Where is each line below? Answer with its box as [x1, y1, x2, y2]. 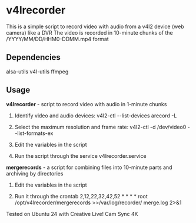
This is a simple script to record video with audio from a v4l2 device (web [6, 23, 184, 30]
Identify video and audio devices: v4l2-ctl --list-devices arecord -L [14, 112, 177, 119]
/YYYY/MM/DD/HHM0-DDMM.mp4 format [6, 35, 109, 42]
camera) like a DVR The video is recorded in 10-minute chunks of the [6, 29, 173, 36]
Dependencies [6, 52, 61, 62]
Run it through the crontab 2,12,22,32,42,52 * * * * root [14, 192, 148, 200]
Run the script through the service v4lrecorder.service [14, 152, 147, 159]
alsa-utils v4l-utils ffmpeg [6, 68, 69, 75]
